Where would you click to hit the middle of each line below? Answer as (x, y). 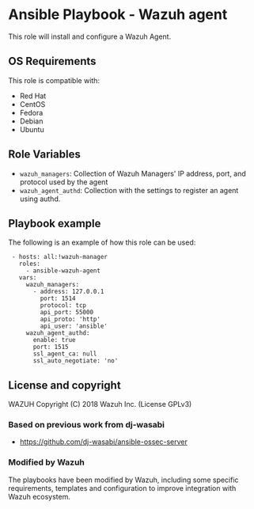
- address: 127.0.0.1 (68, 292)
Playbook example (55, 223)
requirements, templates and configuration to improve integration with (122, 488)
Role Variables (44, 155)
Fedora (31, 112)
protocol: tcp (63, 306)
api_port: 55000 (66, 313)
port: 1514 (58, 298)
